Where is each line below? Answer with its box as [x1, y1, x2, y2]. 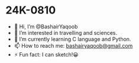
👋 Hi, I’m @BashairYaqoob [14, 23, 78, 30]
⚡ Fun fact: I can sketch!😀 [14, 51, 79, 58]
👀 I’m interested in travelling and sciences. [14, 29, 118, 36]
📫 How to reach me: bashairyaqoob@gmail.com [14, 42, 133, 49]
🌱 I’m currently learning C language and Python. [14, 35, 131, 42]
